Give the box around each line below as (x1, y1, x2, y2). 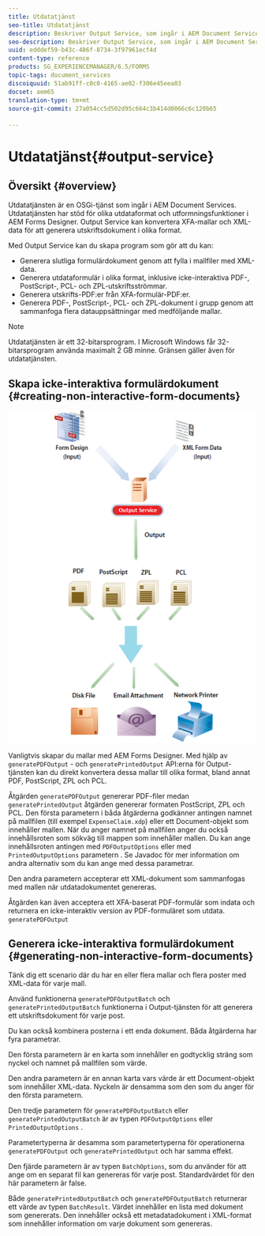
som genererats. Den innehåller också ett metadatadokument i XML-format (8, 1211, 252, 1220)
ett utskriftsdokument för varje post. (8, 1011, 125, 1020)
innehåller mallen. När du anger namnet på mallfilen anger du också (8, 825, 229, 834)
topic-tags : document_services (8, 71, 111, 79)
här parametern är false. (8, 1178, 87, 1188)
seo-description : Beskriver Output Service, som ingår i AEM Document (8, 38, 245, 46)
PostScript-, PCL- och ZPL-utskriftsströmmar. (19, 282, 168, 291)
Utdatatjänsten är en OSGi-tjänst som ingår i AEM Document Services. (8, 200, 237, 210)
